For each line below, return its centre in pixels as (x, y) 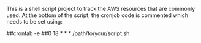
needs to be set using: (34, 21)
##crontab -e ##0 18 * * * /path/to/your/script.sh (68, 33)
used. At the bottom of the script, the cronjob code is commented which (97, 15)
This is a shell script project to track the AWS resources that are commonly (101, 9)
